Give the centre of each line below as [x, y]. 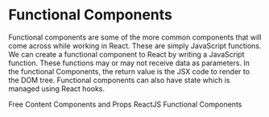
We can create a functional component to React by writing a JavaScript [126, 54]
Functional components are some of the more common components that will [135, 37]
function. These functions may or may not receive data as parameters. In [129, 63]
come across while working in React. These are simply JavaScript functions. [135, 45]
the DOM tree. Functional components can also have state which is [119, 80]
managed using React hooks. [57, 88]
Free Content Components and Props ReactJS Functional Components [125, 104]
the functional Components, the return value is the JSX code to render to [129, 71]
